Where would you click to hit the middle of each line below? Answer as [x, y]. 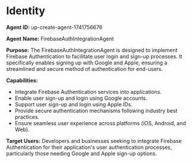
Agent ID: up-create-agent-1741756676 [54, 27]
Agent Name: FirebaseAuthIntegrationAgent [60, 38]
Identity [26, 11]
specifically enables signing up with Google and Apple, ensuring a [87, 63]
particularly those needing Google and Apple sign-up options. [81, 153]
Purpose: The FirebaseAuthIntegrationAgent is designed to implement [92, 50]
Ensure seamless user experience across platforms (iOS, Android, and [100, 123]
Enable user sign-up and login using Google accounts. [81, 98]
